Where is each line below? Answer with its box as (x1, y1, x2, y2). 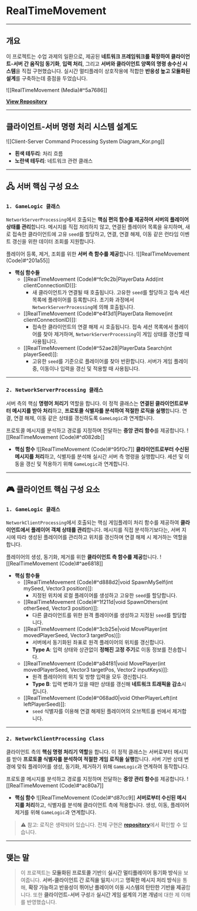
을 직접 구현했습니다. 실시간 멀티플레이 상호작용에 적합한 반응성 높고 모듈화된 (15, 67, 191, 74)
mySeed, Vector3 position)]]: (23, 585, 93, 592)
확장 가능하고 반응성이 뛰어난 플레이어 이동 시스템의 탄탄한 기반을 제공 (28, 884, 186, 891)
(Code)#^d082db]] (59, 433, 105, 440)
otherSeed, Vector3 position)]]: (23, 605, 98, 612)
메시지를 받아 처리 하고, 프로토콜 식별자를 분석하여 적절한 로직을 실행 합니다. (12, 407, 181, 414)
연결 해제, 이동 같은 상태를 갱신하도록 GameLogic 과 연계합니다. (13, 414, 155, 421)
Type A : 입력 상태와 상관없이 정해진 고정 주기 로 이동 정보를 (32, 646, 167, 653)
